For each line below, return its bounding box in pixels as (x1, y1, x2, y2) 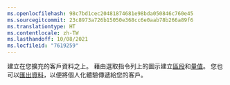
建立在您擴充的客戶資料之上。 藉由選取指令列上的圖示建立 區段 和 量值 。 (7, 62, 209, 70)
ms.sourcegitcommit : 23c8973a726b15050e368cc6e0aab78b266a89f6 (7, 17, 194, 23)
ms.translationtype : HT (7, 23, 76, 30)
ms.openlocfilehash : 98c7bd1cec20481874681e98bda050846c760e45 (7, 10, 194, 17)
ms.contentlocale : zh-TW (7, 29, 79, 37)
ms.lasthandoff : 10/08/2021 (7, 36, 89, 43)
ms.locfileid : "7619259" (7, 42, 79, 49)
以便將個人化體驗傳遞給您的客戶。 (49, 70, 147, 79)
